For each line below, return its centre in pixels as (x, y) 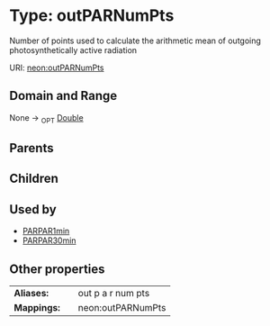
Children (34, 179)
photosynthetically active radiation (73, 50)
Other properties (57, 269)
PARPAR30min (49, 240)
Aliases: (31, 293)
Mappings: (37, 307)
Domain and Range (63, 96)
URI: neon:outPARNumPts (57, 68)
